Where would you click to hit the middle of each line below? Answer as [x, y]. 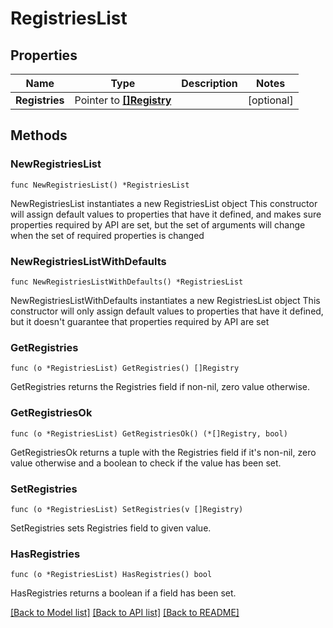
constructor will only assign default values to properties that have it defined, [167, 311]
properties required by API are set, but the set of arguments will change [158, 224]
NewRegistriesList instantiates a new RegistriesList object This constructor [164, 203]
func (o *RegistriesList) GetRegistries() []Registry [125, 368]
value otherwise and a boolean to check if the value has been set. [146, 463]
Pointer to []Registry [123, 100]
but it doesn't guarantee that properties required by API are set [140, 321]
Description [209, 83]
